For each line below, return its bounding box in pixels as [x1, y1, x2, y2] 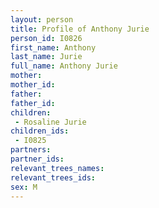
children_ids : [10, 126, 70, 136]
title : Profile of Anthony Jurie [10, 24, 150, 34]
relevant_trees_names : [10, 163, 105, 173]
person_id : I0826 [10, 33, 83, 43]
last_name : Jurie [10, 52, 83, 62]
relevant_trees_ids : [10, 172, 97, 183]
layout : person [10, 14, 74, 25]
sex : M [10, 182, 38, 192]
